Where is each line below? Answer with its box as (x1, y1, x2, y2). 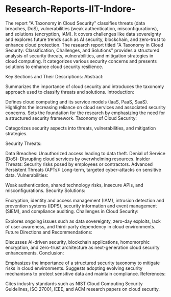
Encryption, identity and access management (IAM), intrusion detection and (5, 197, 164, 203)
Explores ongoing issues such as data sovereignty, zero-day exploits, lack (5, 218, 161, 224)
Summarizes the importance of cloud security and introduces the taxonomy (5, 83, 164, 90)
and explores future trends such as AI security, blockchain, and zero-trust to (5, 36, 166, 43)
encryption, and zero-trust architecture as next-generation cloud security (5, 244, 160, 250)
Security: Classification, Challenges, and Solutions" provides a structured (5, 47, 160, 53)
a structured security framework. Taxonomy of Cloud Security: (5, 115, 137, 121)
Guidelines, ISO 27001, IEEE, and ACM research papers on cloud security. (5, 286, 160, 292)
